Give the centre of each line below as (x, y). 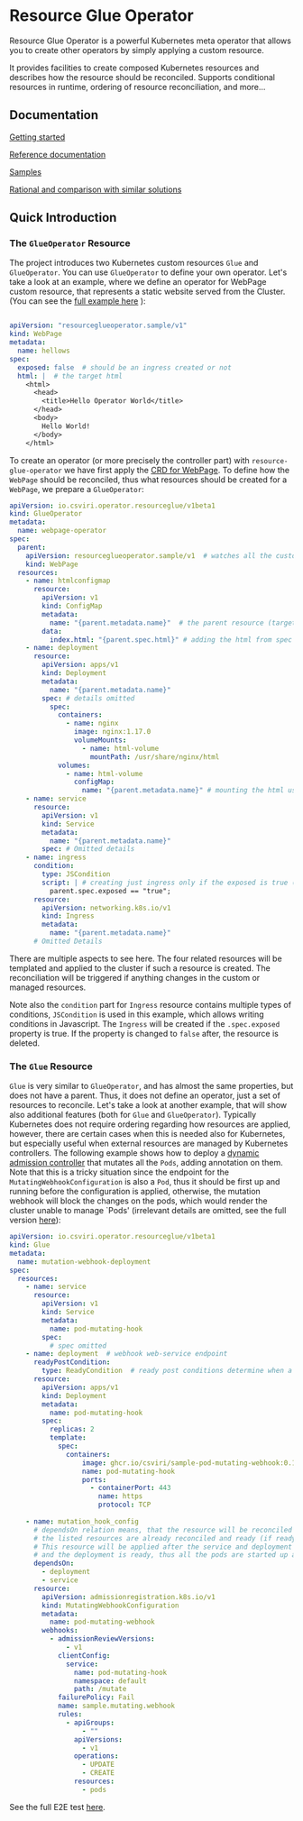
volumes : (74, 765)
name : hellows (44, 351)
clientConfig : (84, 1655)
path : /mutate (100, 1689)
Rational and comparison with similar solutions (96, 189)
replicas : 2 (72, 1430)
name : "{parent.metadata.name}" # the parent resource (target (173, 623)
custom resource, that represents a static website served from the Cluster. (147, 292)
